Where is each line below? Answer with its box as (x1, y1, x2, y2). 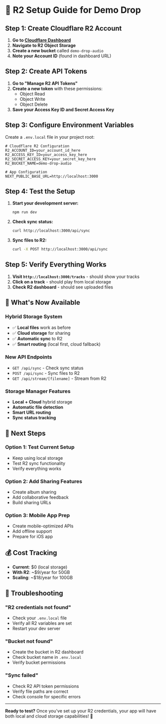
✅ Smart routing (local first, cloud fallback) (12, 341, 101, 347)
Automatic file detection (12, 404, 63, 410)
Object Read (19, 91, 45, 97)
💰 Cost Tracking (5, 548, 57, 557)
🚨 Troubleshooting (5, 589, 63, 597)
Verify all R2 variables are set (12, 620, 72, 626)
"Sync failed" (5, 672, 39, 679)
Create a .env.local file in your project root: (5, 134, 95, 140)
